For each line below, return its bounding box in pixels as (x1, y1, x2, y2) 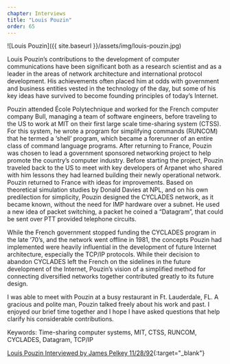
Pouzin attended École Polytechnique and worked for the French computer (7, 105, 219, 114)
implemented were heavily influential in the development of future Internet (7, 243, 217, 252)
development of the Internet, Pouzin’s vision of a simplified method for (7, 265, 206, 273)
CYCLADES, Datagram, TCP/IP (7, 336, 94, 344)
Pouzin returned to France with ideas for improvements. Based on (7, 179, 194, 187)
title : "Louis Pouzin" (7, 17, 72, 23)
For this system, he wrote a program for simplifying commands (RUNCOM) (7, 127, 218, 135)
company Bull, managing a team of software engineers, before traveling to (7, 112, 218, 121)
